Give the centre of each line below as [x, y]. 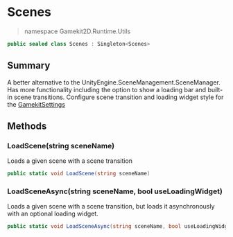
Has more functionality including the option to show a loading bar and [107, 89]
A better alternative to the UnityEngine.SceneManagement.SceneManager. [114, 82]
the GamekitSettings [36, 104]
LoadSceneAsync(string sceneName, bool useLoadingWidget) [115, 191]
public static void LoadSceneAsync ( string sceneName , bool [94, 227]
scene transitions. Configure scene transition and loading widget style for [119, 97]
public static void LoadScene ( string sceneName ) [79, 174]
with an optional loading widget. [53, 214]
